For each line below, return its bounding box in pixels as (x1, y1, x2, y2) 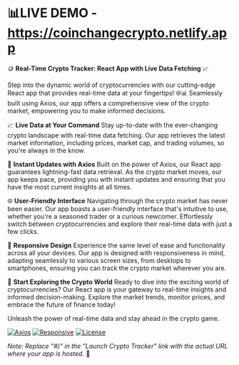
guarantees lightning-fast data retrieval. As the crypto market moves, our (7, 168, 223, 176)
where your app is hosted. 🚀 (7, 349, 91, 358)
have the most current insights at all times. (7, 182, 132, 191)
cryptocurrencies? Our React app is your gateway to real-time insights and (7, 285, 227, 294)
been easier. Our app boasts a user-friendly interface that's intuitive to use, (7, 204, 228, 213)
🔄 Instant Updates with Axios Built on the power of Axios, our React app (7, 160, 221, 168)
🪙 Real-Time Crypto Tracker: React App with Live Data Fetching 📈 (7, 64, 209, 73)
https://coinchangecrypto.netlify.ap (7, 25, 227, 41)
